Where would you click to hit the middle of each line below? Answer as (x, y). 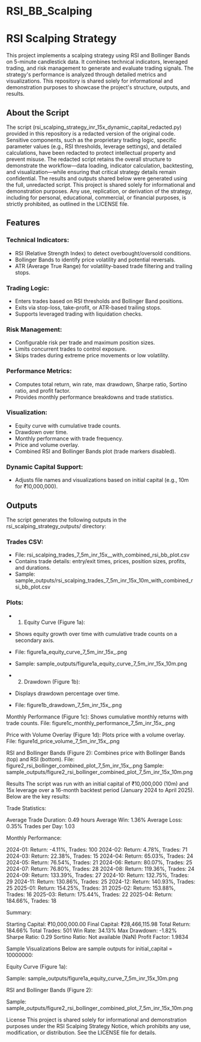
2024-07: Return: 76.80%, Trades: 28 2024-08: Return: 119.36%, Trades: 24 (100, 869)
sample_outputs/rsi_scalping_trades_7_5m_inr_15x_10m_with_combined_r (104, 581)
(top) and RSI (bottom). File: (40, 759)
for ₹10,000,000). (36, 487)
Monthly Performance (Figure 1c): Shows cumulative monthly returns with (97, 716)
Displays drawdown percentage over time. (67, 693)
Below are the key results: (38, 796)
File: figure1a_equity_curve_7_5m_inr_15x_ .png (71, 652)
